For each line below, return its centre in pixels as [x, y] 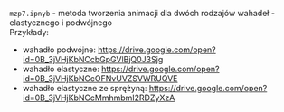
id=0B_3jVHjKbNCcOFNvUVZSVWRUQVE [100, 79]
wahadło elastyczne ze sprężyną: [85, 88]
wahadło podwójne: [59, 50]
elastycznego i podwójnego [61, 23]
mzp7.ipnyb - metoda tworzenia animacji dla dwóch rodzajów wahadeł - [142, 13]
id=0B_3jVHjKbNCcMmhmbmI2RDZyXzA [99, 98]
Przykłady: [29, 32]
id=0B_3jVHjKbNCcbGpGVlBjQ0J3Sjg [93, 59]
